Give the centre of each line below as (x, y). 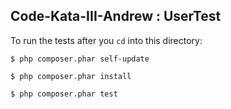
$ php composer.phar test (64, 94)
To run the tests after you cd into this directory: (106, 40)
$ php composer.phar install (71, 76)
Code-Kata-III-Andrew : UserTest (116, 16)
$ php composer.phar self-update (80, 59)
